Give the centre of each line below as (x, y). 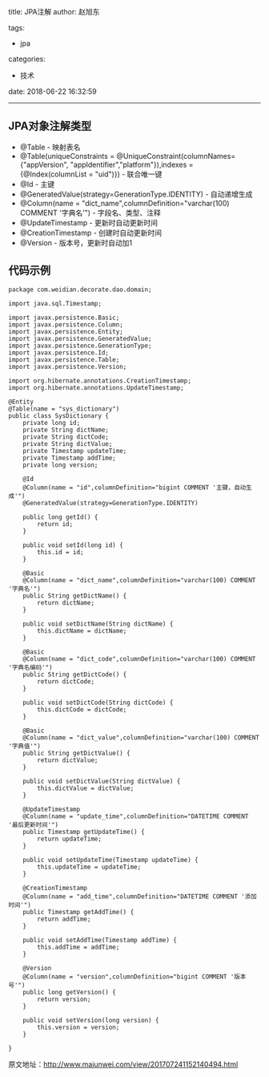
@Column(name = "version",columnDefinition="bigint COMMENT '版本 (134, 977)
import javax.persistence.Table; (64, 359)
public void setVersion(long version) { (91, 1020)
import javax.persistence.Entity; (66, 331)
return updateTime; (70, 839)
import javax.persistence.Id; (59, 352)
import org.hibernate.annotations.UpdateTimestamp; (96, 387)
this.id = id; (60, 552)
